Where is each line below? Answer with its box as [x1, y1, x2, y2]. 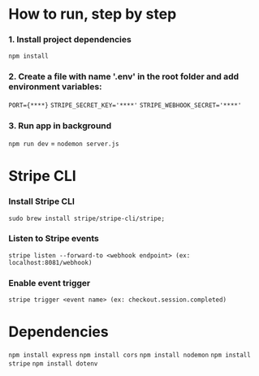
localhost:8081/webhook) [8, 258, 93, 266]
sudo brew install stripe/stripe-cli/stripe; [8, 214, 165, 223]
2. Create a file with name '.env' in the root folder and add [8, 71, 240, 82]
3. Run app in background [8, 119, 112, 131]
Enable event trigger [8, 277, 91, 288]
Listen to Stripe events [8, 233, 99, 244]
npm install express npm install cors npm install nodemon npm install [8, 351, 252, 360]
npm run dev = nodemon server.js [8, 139, 119, 149]
